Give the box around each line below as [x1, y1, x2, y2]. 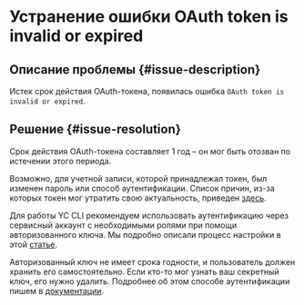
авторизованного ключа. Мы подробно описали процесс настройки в [9, 229, 282, 240]
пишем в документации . [9, 285, 105, 296]
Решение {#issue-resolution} [9, 122, 182, 137]
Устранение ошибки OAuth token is [9, 6, 289, 27]
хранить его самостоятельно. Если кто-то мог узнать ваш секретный [9, 266, 279, 277]
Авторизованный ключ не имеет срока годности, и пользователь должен [9, 256, 296, 267]
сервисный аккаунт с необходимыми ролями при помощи [9, 220, 238, 231]
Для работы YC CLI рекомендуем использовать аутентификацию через [9, 210, 289, 221]
